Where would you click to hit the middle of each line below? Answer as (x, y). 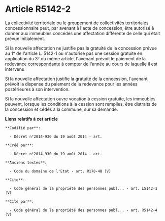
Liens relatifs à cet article (32, 119)
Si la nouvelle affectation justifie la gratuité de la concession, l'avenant (76, 79)
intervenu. (16, 69)
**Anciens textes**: (26, 162)
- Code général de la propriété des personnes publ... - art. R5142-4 (83, 210)
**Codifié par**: (23, 128)
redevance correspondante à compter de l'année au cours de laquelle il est (81, 64)
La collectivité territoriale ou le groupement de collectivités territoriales (77, 23)
